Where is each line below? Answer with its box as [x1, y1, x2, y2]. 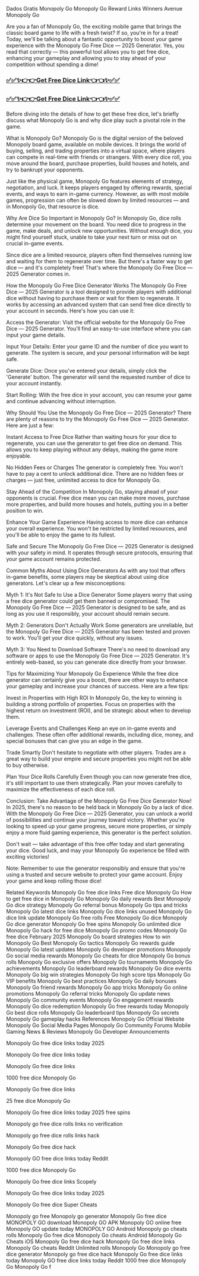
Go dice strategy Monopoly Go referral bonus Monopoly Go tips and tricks [6, 901, 188, 909]
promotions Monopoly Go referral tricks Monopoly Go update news [6, 990, 170, 997]
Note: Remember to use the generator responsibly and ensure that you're [6, 865, 186, 872]
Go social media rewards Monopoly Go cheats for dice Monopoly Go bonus [6, 952, 191, 959]
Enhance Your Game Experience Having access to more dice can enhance [6, 519, 188, 526]
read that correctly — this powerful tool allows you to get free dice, [6, 48, 170, 55]
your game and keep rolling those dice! [6, 878, 102, 885]
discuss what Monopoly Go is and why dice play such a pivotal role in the [6, 117, 186, 124]
